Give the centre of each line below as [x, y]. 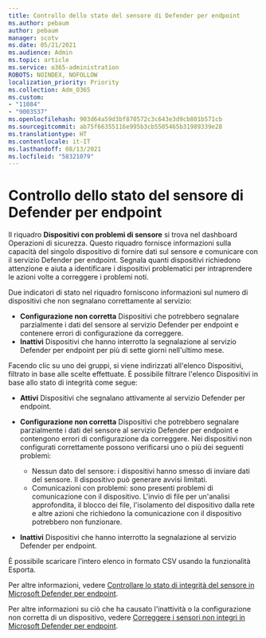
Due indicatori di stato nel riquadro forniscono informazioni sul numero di [128, 292]
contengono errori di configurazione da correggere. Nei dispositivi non [136, 439]
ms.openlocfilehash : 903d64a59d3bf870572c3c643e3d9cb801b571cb [115, 119]
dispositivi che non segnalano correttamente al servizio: [100, 301]
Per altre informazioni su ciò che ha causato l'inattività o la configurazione [130, 609]
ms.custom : [26, 97]
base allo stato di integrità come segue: [73, 382]
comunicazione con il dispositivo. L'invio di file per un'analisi [131, 497]
